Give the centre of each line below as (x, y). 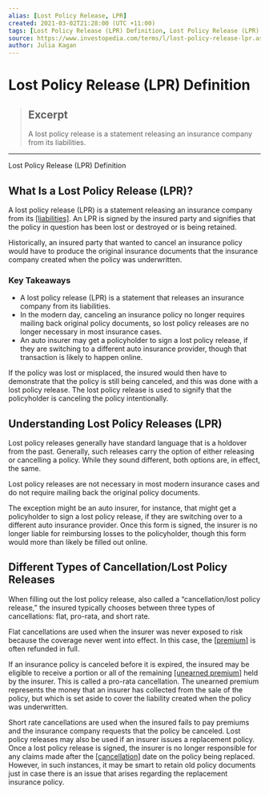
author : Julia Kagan (43, 46)
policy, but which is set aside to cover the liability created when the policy (130, 698)
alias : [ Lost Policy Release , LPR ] (68, 16)
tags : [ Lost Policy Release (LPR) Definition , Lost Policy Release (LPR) (134, 30)
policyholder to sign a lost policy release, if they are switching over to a (125, 517)
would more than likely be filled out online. (78, 543)
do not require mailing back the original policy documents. (104, 493)
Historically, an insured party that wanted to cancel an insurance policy (125, 242)
